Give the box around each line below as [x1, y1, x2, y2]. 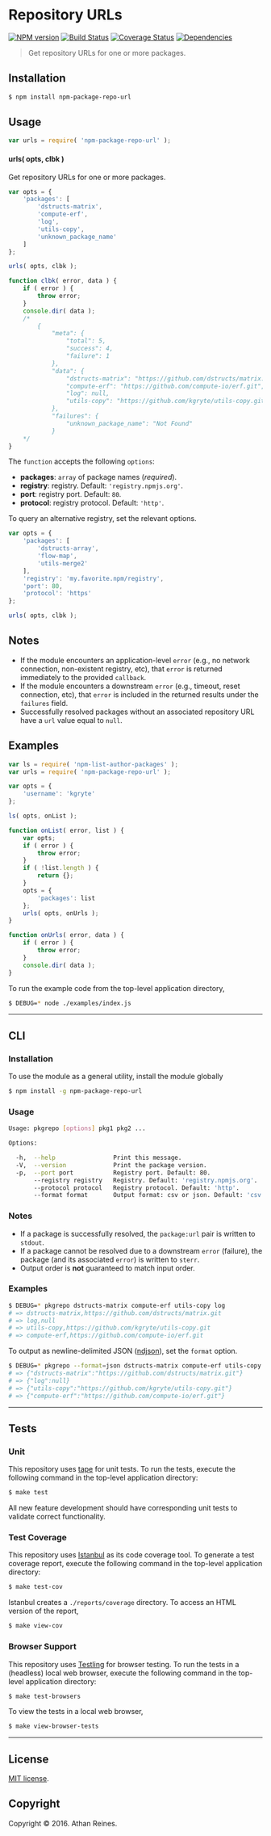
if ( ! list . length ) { [23, 864, 99, 872]
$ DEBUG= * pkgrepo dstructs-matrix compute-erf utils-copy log [8, 1301, 226, 1309]
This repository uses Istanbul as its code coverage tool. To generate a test [8, 1550, 255, 1560]
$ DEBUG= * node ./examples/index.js [8, 999, 131, 1007]
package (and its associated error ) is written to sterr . [19, 1254, 200, 1264]
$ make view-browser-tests [8, 1722, 99, 1730]
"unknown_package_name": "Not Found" [65, 419, 194, 427]
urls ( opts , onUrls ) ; [23, 909, 99, 918]
